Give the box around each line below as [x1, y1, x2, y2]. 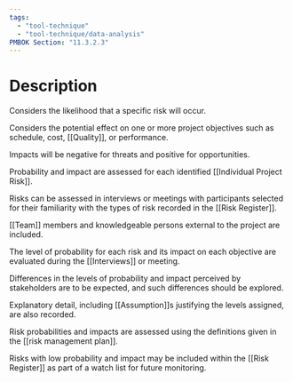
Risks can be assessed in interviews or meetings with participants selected [9, 193, 284, 204]
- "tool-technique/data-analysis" [17, 29, 145, 38]
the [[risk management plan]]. [9, 336, 118, 346]
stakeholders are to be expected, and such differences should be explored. [9, 283, 284, 293]
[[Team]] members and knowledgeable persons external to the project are [9, 219, 281, 231]
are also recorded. [9, 309, 76, 320]
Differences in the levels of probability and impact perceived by [9, 273, 242, 284]
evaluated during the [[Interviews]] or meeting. [9, 256, 180, 267]
